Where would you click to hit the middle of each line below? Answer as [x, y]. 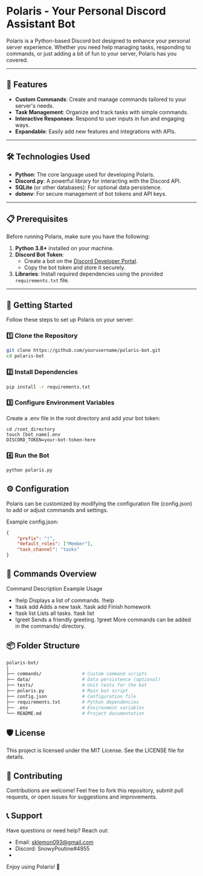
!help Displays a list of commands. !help [65, 600]
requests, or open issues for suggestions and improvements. [82, 797]
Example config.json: [32, 522]
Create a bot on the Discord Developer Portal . [81, 261]
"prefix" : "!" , [36, 538]
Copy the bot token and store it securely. [75, 268]
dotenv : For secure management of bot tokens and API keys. [91, 193]
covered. [17, 60]
